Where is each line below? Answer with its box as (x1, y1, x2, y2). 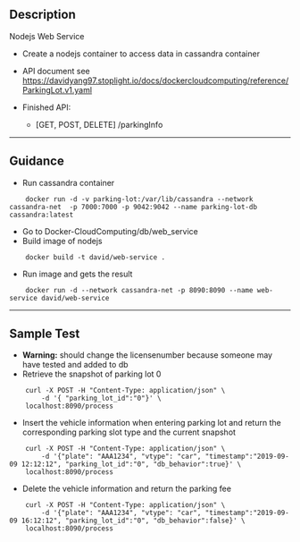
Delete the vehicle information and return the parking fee (21, 483, 232, 495)
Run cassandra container (21, 177, 115, 188)
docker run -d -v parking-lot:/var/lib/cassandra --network (25, 194, 254, 204)
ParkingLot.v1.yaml (21, 84, 92, 95)
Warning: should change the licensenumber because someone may (21, 350, 273, 360)
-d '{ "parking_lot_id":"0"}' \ (41, 394, 162, 403)
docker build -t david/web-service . (25, 252, 166, 262)
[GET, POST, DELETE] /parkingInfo (35, 119, 163, 130)
